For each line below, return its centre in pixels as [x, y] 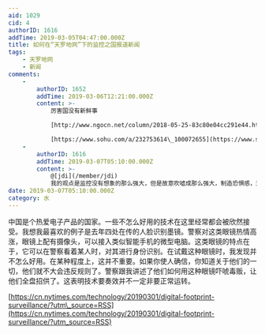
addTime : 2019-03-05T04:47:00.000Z [67, 38]
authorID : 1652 [62, 89]
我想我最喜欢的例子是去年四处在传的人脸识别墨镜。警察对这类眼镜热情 [136, 231]
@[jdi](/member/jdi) [84, 176]
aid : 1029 [24, 15]
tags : [17, 52]
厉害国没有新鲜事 [74, 111]
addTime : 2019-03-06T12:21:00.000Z [95, 96]
